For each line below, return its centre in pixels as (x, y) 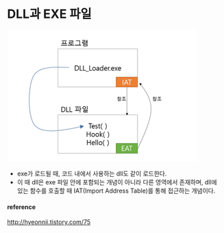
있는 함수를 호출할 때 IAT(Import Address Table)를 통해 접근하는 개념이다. (116, 191)
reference (22, 207)
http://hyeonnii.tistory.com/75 (49, 222)
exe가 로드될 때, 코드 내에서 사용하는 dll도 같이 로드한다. (92, 173)
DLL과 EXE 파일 (50, 14)
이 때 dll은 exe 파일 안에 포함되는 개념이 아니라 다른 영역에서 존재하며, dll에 (117, 182)
